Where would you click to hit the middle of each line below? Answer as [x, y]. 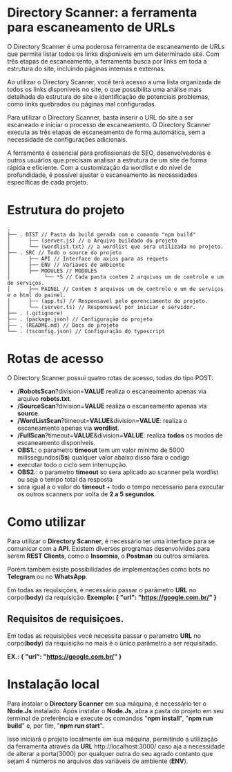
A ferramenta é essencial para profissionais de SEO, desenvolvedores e [109, 153]
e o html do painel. [37, 295]
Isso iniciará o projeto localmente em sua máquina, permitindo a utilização [113, 739]
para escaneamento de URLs [91, 27]
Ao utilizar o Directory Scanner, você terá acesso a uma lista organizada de [114, 82]
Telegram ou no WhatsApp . [47, 576]
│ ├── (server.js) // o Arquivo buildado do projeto [92, 241]
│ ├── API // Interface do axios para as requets [88, 258]
